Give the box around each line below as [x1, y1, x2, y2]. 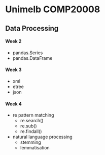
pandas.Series [12, 50, 43, 56]
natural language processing [12, 134, 73, 140]
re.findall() [20, 128, 42, 135]
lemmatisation [20, 145, 50, 151]
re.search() [20, 118, 44, 124]
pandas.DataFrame [12, 55, 53, 61]
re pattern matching [12, 112, 54, 118]
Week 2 [5, 38, 22, 45]
